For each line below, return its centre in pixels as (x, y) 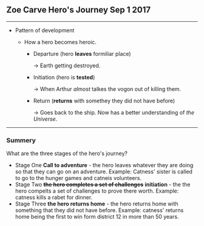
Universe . (45, 119)
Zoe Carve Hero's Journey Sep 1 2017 (78, 10)
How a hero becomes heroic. (60, 42)
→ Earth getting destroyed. (67, 65)
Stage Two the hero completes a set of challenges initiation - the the (103, 185)
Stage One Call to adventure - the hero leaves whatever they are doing (104, 165)
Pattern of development (45, 30)
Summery (21, 140)
